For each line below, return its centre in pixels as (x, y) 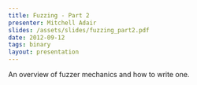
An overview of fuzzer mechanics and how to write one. (99, 74)
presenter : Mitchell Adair (52, 23)
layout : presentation (44, 52)
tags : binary (30, 45)
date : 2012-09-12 (37, 37)
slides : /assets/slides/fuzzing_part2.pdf (79, 30)
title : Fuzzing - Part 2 (49, 15)
